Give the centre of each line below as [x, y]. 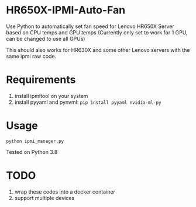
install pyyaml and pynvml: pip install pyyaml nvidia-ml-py [88, 102]
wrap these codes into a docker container [65, 192]
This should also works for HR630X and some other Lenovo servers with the [98, 50]
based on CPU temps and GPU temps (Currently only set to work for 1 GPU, [97, 32]
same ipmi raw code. [31, 56]
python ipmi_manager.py [35, 141]
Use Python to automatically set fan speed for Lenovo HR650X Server [90, 26]
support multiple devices [44, 198]
